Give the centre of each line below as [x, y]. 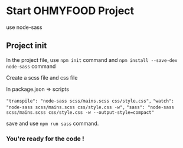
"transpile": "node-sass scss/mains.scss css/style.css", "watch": [90, 101]
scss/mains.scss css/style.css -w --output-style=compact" [80, 112]
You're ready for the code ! [45, 139]
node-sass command [31, 66]
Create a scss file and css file [42, 77]
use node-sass [24, 27]
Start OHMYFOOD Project [70, 11]
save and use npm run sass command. [53, 123]
